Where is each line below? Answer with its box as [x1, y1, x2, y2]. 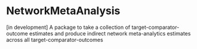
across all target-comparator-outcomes [6, 36, 103, 43]
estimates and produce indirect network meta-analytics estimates [29, 30, 191, 37]
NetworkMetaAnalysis [6, 4, 121, 18]
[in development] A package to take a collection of [6, 24, 131, 31]
